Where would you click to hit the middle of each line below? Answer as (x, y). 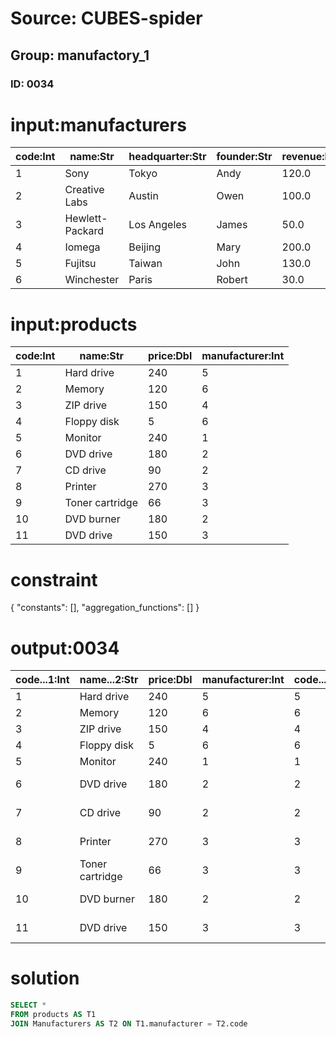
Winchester (92, 280)
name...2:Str (109, 680)
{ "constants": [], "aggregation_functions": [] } (105, 608)
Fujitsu (80, 264)
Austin (143, 196)
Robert (232, 280)
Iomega (82, 247)
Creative (84, 190)
